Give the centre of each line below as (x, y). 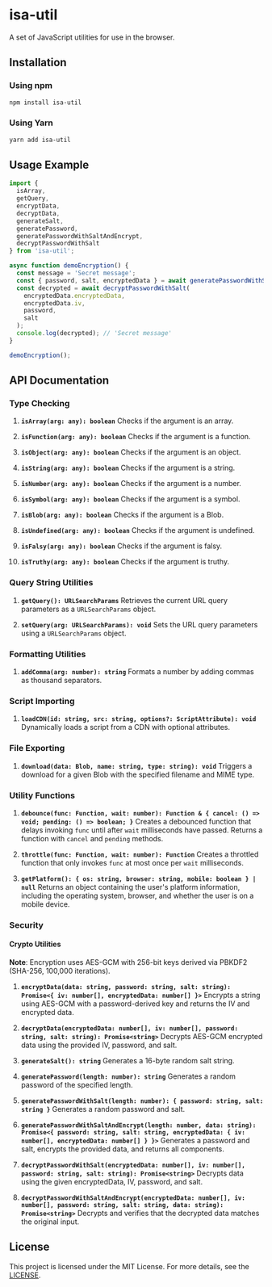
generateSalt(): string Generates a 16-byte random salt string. (128, 1061)
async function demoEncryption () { (69, 266)
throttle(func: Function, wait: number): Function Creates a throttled (140, 854)
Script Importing (42, 701)
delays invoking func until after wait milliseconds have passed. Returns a (142, 830)
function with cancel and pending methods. (92, 838)
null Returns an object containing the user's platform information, (130, 887)
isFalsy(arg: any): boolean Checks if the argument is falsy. (121, 546)
